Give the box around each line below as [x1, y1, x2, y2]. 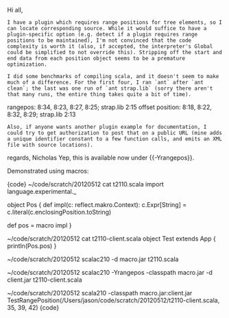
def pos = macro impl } [7, 221, 72, 229]
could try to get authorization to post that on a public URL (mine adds [7, 130, 223, 136]
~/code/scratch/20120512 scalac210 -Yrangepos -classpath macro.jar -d [7, 269, 213, 276]
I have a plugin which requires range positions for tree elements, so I [7, 19, 223, 26]
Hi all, [7, 6, 23, 14]
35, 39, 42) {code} [7, 304, 60, 311]
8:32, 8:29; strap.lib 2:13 [7, 110, 76, 119]
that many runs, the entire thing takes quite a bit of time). [7, 91, 192, 98]
